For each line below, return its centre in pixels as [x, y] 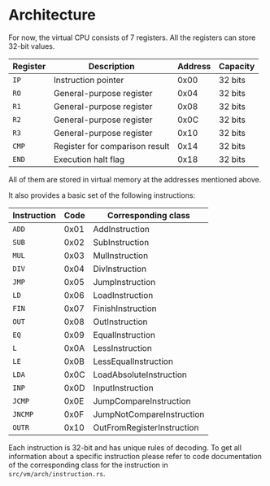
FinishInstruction [125, 309]
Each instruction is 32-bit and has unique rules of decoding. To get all [125, 447]
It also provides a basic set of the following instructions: [102, 195]
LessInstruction [122, 348]
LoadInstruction [123, 295]
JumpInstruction [124, 282]
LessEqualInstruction [133, 361]
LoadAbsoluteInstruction [140, 374]
